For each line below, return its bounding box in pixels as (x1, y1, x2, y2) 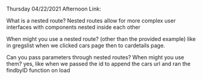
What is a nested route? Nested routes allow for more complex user (6, 17, 176, 24)
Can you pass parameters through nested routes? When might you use (6, 54, 184, 60)
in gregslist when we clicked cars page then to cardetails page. (6, 42, 165, 49)
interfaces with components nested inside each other (6, 24, 140, 31)
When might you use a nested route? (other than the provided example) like (6, 35, 197, 42)
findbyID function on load (6, 67, 70, 74)
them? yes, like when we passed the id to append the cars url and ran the (6, 60, 191, 67)
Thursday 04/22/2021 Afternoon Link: (6, 5, 101, 12)
